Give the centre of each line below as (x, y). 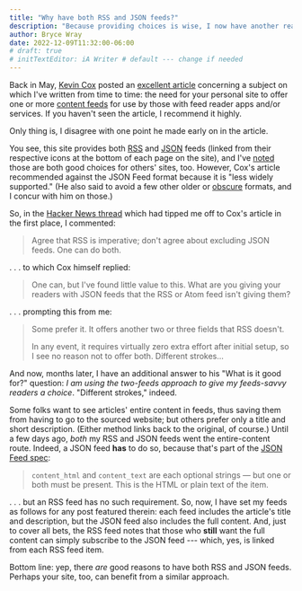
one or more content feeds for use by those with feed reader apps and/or (145, 104)
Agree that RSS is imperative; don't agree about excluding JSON (150, 240)
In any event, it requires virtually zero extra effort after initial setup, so (160, 346)
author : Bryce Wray (46, 34)
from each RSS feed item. (57, 550)
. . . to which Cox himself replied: (70, 267)
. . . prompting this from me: (61, 312)
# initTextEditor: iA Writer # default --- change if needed (126, 59)
